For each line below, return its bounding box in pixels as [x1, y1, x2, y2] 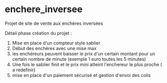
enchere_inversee [5, 4, 82, 15]
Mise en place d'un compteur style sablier [12, 39, 100, 46]
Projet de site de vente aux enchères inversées [5, 20, 103, 26]
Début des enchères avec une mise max [12, 45, 97, 51]
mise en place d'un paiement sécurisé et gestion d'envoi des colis [12, 72, 151, 78]
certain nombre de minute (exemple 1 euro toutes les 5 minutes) [12, 56, 146, 62]
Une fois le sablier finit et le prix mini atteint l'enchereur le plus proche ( [12, 61, 162, 67]
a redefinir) [12, 67, 36, 73]
